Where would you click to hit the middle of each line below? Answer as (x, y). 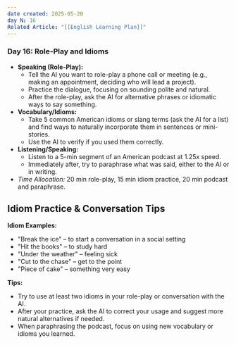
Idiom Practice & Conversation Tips (86, 209)
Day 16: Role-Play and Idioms (58, 51)
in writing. (43, 171)
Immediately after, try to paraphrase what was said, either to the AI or (129, 164)
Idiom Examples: (32, 225)
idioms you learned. (46, 334)
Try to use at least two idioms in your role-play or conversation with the (121, 296)
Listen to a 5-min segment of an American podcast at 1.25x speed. (125, 156)
